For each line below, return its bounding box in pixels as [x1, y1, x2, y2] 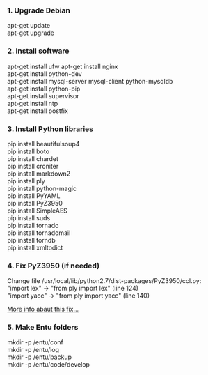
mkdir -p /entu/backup [7, 353, 72, 361]
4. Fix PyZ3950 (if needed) [7, 261, 99, 270]
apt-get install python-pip [7, 84, 81, 93]
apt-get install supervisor [7, 91, 79, 100]
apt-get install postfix [7, 107, 68, 115]
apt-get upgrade [7, 29, 54, 37]
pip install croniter [7, 162, 59, 170]
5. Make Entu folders [7, 323, 79, 332]
